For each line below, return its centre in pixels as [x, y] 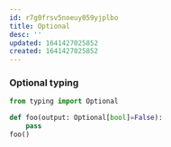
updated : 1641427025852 [54, 43]
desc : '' [26, 34]
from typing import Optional [64, 101]
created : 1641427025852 [54, 51]
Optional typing [44, 83]
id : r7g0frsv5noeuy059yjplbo [64, 18]
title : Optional [40, 26]
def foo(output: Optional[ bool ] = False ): [86, 118]
